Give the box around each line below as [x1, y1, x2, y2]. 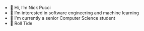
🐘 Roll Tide [10, 20, 33, 26]
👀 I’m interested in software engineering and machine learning [10, 10, 139, 16]
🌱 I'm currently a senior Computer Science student [10, 15, 116, 21]
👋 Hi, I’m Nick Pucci [10, 5, 51, 10]
